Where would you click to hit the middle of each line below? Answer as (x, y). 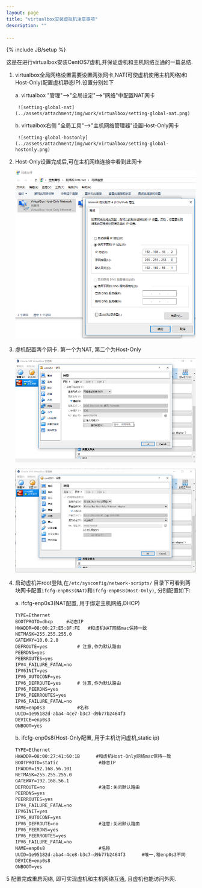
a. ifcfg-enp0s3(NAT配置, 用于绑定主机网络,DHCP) (77, 603)
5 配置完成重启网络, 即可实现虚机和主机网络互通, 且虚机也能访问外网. (91, 879)
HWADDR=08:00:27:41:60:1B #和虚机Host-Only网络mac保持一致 (93, 756)
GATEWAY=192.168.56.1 (42, 781)
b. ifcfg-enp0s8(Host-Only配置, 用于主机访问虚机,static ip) (87, 738)
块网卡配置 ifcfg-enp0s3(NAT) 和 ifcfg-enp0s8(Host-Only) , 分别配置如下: (103, 591)
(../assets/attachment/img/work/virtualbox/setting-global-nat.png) (103, 114)
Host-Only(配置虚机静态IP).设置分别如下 (64, 83)
